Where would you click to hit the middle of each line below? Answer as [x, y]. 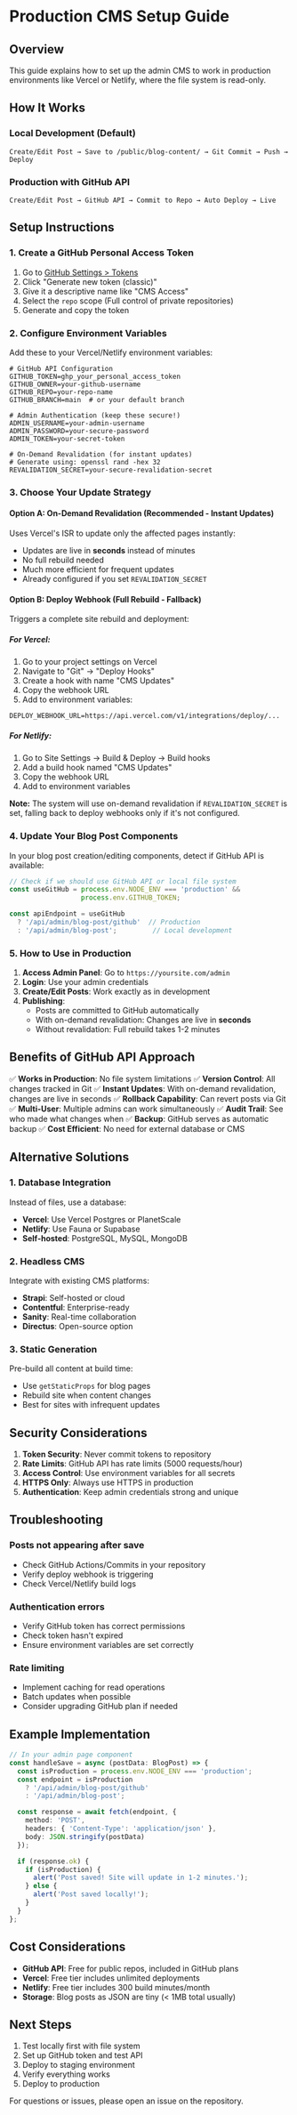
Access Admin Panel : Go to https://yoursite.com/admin [126, 973]
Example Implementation [80, 1734]
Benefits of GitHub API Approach [102, 1057]
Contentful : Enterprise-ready [76, 1307]
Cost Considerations [68, 1947]
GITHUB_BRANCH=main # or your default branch [97, 400]
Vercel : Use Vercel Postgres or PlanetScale [101, 1219]
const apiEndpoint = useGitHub [67, 914]
